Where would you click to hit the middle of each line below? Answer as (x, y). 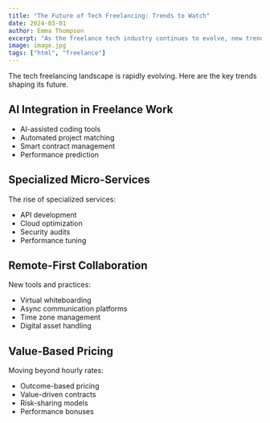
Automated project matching (67, 137)
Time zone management (60, 317)
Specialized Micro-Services (79, 180)
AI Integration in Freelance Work (91, 110)
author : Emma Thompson (46, 31)
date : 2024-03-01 (37, 23)
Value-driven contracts (58, 395)
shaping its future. (38, 84)
